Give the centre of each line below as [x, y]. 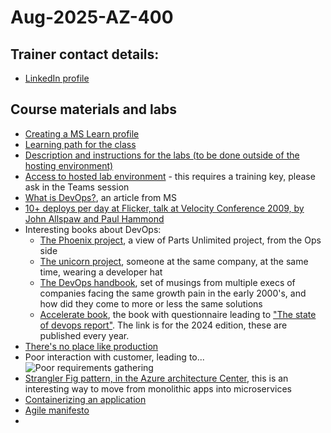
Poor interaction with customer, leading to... [114, 357]
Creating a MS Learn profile [82, 133]
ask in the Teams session [77, 187]
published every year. [84, 335]
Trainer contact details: [85, 54]
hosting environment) [69, 165]
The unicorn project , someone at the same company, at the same [174, 261]
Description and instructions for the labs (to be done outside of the [162, 155]
